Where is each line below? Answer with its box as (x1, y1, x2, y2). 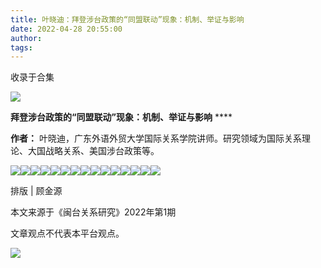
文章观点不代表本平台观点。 (10, 227, 125, 240)
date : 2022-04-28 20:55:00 (10, 24, 123, 34)
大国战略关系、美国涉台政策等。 (27, 145, 160, 157)
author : (10, 33, 43, 43)
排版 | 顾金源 (10, 185, 63, 197)
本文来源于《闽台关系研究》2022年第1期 (10, 206, 177, 218)
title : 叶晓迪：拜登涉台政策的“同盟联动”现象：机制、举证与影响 (10, 14, 245, 25)
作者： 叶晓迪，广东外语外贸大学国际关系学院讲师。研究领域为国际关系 (10, 132, 302, 145)
